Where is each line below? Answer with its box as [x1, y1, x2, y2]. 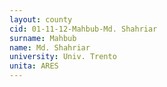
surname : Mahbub [9, 33, 77, 43]
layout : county [9, 14, 73, 25]
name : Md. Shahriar [9, 42, 91, 53]
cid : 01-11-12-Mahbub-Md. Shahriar [9, 24, 158, 34]
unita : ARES [9, 61, 59, 71]
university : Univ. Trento [9, 52, 117, 62]
